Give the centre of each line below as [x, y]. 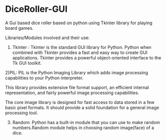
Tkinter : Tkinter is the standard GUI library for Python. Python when [82, 47]
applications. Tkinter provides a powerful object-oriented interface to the [87, 57]
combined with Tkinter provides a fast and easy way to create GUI [80, 52]
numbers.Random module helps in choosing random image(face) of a [83, 128]
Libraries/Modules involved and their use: [48, 38]
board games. [19, 28]
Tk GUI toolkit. [27, 63]
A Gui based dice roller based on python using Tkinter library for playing [79, 23]
